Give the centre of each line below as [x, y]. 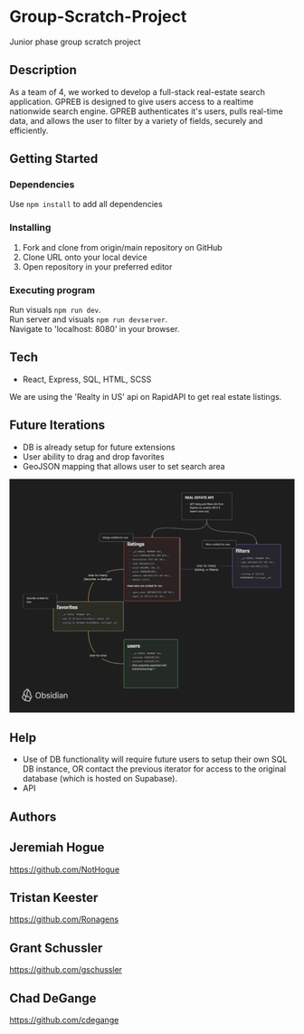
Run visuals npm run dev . [55, 310]
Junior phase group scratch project [75, 42]
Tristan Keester [54, 898]
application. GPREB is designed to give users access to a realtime [132, 101]
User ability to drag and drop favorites [93, 456]
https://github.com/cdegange [64, 1020]
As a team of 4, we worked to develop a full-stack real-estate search [137, 91]
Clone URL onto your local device [85, 257]
